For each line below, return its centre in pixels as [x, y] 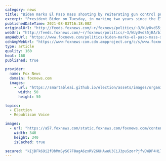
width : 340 [25, 133]
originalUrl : [19, 28]
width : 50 [28, 92]
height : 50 [29, 97]
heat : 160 [15, 56]
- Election [21, 110]
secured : [14, 151]
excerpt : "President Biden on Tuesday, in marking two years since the [80, 19]
